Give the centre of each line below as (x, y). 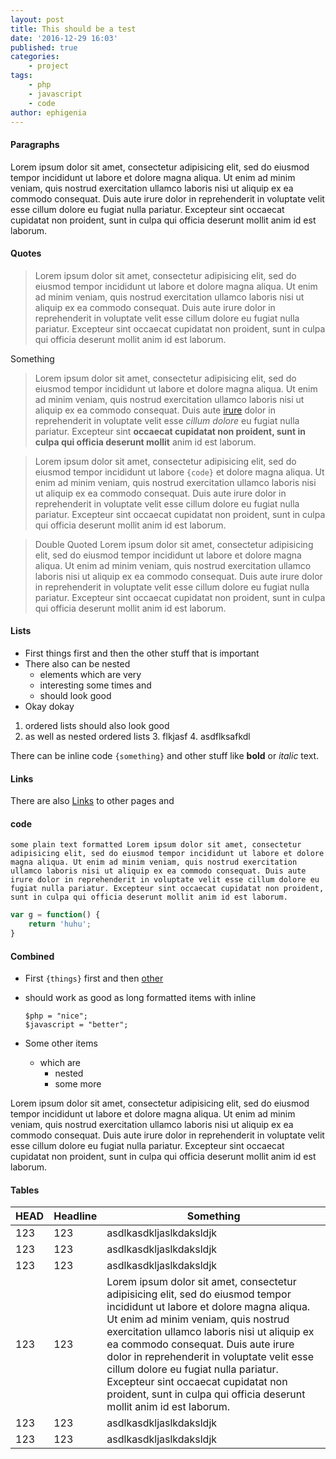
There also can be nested (77, 663)
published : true (44, 47)
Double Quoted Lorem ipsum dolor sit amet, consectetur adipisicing (174, 544)
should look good (75, 695)
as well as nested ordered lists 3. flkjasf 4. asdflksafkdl (137, 736)
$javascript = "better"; (76, 1025)
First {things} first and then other (94, 978)
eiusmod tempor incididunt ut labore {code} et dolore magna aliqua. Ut (179, 472)
